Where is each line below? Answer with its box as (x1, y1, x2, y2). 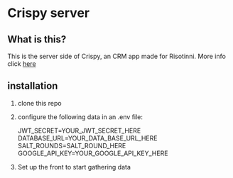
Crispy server (7, 5, 90, 21)
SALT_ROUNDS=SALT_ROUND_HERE (17, 141, 126, 150)
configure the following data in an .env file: (17, 112, 143, 121)
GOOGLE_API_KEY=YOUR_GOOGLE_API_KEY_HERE (17, 149, 168, 157)
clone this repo (17, 99, 62, 107)
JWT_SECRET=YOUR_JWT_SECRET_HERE (17, 126, 141, 135)
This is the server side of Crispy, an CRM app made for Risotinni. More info (7, 52, 226, 60)
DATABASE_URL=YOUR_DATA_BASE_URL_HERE (17, 133, 158, 143)
